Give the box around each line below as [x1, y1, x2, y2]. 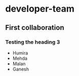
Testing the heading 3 [5, 39, 60, 46]
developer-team [5, 3, 75, 15]
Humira [12, 50, 28, 56]
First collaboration [5, 23, 64, 32]
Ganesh [12, 66, 29, 72]
